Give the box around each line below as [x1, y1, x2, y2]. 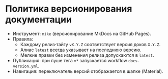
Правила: [12, 36, 33, 42]
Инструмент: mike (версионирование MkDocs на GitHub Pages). [12, 30, 151, 36]
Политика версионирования [5, 3, 132, 15]
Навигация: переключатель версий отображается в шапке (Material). [12, 68, 163, 74]
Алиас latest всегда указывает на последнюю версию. [20, 47, 142, 53]
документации [5, 14, 72, 25]
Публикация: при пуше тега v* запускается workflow [12, 57, 127, 63]
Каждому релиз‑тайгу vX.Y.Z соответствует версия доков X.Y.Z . [20, 41, 161, 47]
